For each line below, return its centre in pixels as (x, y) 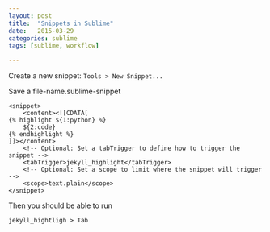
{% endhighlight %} (41, 135)
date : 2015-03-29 (41, 31)
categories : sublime (43, 38)
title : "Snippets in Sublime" (61, 23)
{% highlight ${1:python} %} (57, 120)
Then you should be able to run (61, 205)
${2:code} (40, 127)
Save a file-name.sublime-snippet (65, 91)
